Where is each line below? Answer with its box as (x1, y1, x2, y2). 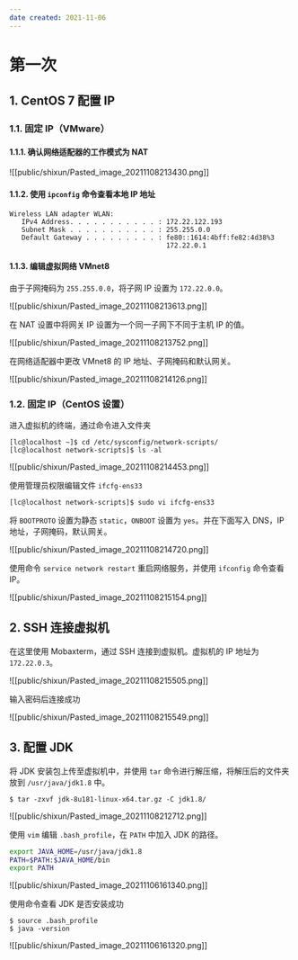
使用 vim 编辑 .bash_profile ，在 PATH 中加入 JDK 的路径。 (9, 829, 223, 839)
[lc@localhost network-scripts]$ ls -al (9, 446, 163, 455)
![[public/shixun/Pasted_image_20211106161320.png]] (9, 940, 208, 951)
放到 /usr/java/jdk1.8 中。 (9, 776, 110, 787)
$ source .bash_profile (9, 917, 99, 926)
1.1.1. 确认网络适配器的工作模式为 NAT (9, 146, 149, 157)
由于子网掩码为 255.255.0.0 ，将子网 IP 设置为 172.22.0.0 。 (9, 283, 228, 293)
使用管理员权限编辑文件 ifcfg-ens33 (9, 480, 143, 491)
